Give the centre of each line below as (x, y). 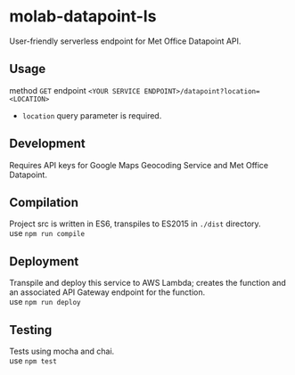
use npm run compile (47, 233)
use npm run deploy (45, 302)
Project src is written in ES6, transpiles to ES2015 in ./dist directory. (135, 224)
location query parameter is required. (92, 115)
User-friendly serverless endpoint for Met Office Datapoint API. (125, 41)
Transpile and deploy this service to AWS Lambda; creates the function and (148, 283)
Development (48, 144)
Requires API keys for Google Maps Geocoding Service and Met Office (139, 165)
